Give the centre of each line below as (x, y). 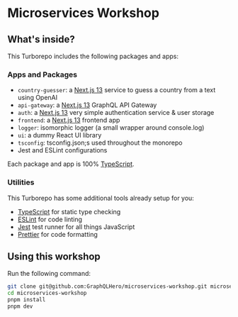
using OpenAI (38, 98)
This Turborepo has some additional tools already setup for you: (101, 198)
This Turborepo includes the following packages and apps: (93, 56)
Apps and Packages (42, 74)
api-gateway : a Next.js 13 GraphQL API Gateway (87, 105)
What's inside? (41, 39)
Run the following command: (49, 274)
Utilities (21, 182)
